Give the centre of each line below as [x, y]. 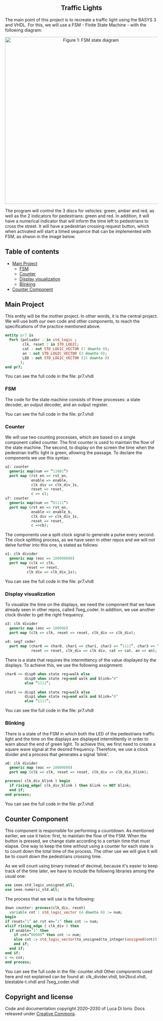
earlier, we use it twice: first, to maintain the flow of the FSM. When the [76, 836]
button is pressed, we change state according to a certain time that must [78, 841]
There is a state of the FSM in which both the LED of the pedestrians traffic [80, 733]
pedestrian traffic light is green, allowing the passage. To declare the [73, 453]
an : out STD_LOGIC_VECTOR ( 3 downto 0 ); [65, 353]
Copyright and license [39, 997]
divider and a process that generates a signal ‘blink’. [57, 754]
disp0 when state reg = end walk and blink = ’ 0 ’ [71, 679]
